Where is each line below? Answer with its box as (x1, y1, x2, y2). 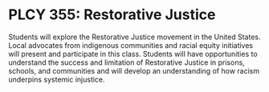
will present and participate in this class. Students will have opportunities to (8, 49, 259, 58)
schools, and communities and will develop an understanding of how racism (8, 66, 259, 75)
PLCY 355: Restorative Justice (8, 6, 216, 24)
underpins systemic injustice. (8, 74, 106, 84)
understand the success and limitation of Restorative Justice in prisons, (8, 58, 245, 67)
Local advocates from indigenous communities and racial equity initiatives (8, 40, 254, 50)
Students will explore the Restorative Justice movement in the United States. (8, 32, 261, 42)
